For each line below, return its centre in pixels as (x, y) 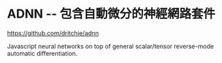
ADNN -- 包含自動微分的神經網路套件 (111, 14)
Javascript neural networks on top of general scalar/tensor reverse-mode (110, 46)
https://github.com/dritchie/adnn (53, 33)
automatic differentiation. (42, 53)
